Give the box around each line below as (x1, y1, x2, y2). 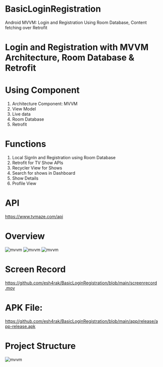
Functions (5, 139, 46, 149)
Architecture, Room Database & (5, 52, 135, 63)
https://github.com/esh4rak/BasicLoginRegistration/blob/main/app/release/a (5, 318, 158, 324)
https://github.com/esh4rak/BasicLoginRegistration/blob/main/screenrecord (5, 280, 157, 286)
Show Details (12, 175, 39, 181)
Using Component (5, 85, 80, 96)
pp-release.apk (5, 323, 36, 329)
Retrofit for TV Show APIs (12, 160, 64, 165)
